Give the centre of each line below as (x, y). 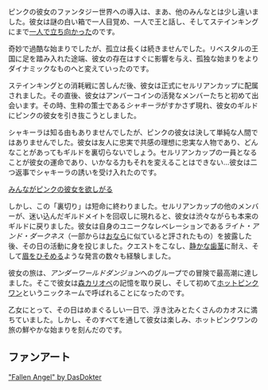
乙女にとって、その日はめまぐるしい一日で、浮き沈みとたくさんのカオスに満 (133, 310)
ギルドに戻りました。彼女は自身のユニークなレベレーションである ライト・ (130, 226)
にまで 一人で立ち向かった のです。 (64, 32)
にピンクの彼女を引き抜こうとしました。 (74, 115)
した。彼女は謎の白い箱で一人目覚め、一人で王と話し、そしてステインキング (134, 22)
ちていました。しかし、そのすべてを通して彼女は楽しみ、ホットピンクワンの (133, 320)
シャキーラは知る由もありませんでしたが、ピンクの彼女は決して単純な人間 (130, 132)
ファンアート (39, 357)
